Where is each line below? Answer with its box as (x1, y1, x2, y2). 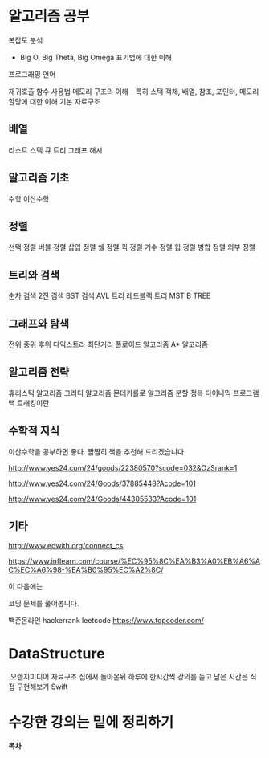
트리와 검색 (8, 268, 60, 282)
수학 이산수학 (8, 194, 50, 203)
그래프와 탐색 (8, 316, 70, 330)
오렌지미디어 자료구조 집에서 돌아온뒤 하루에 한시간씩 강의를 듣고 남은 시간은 (10, 672, 249, 682)
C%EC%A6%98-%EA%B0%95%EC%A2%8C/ (8, 565, 164, 575)
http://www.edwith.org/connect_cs (8, 541, 124, 551)
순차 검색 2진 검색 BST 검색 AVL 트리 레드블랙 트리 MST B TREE (8, 291, 211, 301)
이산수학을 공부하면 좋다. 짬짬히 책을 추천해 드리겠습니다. (8, 446, 186, 456)
